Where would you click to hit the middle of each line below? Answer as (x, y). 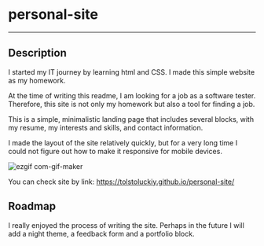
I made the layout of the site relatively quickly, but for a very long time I (123, 142)
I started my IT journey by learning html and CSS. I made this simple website (132, 72)
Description (37, 53)
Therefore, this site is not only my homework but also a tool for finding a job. (132, 104)
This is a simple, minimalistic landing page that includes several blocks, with (131, 119)
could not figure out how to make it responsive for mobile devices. (115, 151)
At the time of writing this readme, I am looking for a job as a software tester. (132, 95)
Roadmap (32, 206)
